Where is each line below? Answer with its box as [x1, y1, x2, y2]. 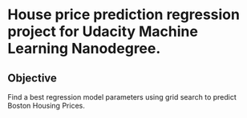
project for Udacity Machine [7, 22, 198, 41]
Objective [7, 71, 58, 85]
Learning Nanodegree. [7, 40, 161, 57]
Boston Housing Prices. [7, 101, 85, 110]
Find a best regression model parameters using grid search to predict [7, 92, 237, 101]
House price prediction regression [7, 6, 240, 24]
